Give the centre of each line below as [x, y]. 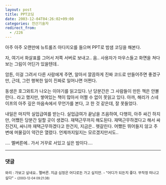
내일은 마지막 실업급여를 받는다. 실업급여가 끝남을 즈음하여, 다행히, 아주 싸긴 [78, 114]
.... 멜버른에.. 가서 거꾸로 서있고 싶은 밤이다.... [49, 143]
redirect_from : [21, 28]
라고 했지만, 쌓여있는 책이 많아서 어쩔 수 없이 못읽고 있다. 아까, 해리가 [83, 97]
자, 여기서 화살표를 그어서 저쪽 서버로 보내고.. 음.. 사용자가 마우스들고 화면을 [78, 58]
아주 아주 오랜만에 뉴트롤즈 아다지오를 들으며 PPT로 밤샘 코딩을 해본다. [73, 47]
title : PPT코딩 [20, 14]
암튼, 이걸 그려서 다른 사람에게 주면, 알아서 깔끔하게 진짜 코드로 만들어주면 [76, 74]
